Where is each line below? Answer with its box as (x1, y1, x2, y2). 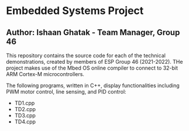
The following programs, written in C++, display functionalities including (6, 82, 180, 89)
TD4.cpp (14, 118, 36, 125)
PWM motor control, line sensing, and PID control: (6, 88, 127, 95)
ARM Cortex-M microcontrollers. (6, 71, 85, 77)
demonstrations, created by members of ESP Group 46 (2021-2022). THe (6, 58, 183, 65)
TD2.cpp (14, 106, 36, 112)
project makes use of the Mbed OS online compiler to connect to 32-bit (6, 64, 178, 71)
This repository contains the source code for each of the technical (6, 52, 166, 59)
